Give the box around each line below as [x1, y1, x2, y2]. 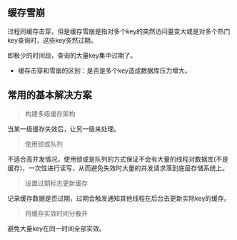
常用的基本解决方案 [7, 89, 92, 101]
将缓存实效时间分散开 [24, 209, 88, 217]
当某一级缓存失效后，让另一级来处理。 [7, 124, 120, 133]
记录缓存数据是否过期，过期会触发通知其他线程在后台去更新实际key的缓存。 [7, 194, 231, 202]
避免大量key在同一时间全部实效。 [7, 224, 106, 233]
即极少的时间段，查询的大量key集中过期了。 [7, 51, 137, 59]
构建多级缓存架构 [24, 109, 76, 118]
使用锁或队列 [24, 140, 63, 148]
